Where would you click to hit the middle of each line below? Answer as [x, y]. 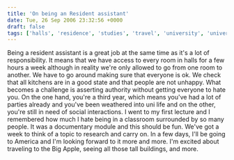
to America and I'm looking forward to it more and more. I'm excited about [113, 142]
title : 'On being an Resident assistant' [68, 14]
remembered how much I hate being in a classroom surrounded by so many [116, 120]
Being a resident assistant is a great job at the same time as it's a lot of [109, 53]
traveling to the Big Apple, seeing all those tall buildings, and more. [103, 149]
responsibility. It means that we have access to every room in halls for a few [116, 61]
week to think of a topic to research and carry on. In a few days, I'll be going [116, 134]
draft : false [26, 26]
